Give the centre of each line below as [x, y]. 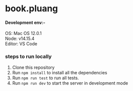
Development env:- [25, 22]
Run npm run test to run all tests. [46, 78]
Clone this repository [33, 67]
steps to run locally [28, 57]
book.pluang [31, 9]
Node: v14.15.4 [20, 39]
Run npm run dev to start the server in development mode [70, 83]
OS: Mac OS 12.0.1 [23, 33]
